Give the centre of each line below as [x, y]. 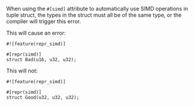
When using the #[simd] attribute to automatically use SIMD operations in [97, 9]
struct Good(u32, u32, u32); [43, 98]
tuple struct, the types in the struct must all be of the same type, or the [94, 15]
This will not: [22, 71]
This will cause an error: [36, 33]
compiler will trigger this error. [44, 21]
